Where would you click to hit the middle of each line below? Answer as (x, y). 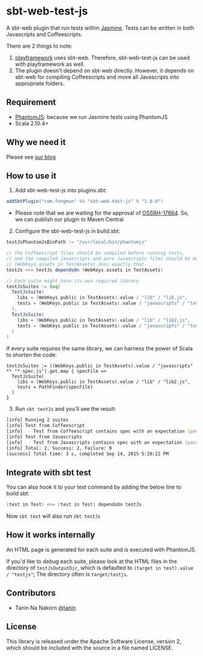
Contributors (31, 593)
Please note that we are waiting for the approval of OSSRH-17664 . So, (102, 213)
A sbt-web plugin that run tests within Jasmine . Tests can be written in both (100, 28)
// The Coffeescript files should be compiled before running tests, (96, 253)
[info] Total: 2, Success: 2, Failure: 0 (59, 448)
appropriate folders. (40, 83)
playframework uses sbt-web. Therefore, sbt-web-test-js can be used (102, 57)
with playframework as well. (50, 64)
